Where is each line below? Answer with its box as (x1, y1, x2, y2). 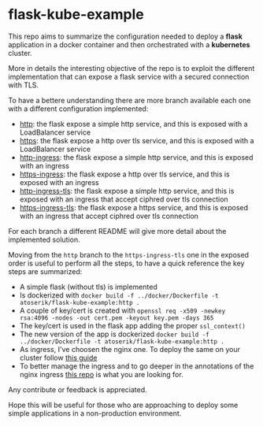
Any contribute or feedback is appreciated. (8, 384, 147, 395)
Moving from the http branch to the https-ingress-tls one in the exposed (8, 250, 250, 259)
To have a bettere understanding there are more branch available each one (8, 95, 251, 105)
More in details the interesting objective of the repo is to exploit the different (8, 63, 255, 72)
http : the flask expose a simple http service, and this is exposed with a (19, 119, 248, 128)
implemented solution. (8, 235, 80, 244)
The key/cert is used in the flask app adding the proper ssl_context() (19, 320, 246, 330)
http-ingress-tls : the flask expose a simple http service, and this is (19, 186, 235, 195)
